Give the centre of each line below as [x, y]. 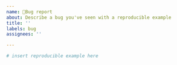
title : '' [19, 23]
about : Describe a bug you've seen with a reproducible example [89, 17]
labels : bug [21, 29]
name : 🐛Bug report [29, 12]
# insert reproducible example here [52, 56]
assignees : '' [24, 34]
